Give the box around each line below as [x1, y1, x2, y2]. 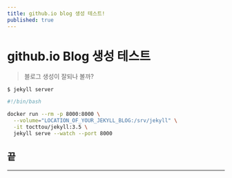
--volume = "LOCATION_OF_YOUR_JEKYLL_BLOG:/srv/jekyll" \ [13, 117, 177, 124]
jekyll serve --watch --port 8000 [13, 130, 113, 137]
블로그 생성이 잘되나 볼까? [23, 72, 95, 81]
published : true [7, 17, 54, 23]
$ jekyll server [7, 86, 54, 93]
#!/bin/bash [7, 98, 41, 106]
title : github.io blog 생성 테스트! [7, 10, 106, 17]
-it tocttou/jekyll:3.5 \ [13, 123, 88, 131]
